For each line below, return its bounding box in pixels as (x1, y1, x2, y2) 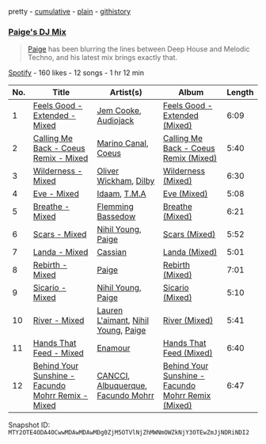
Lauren (97, 305, 123, 316)
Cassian (97, 247, 127, 258)
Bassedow (97, 211, 136, 222)
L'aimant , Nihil (97, 315, 149, 326)
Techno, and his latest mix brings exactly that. (27, 53, 178, 63)
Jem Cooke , (97, 105, 142, 116)
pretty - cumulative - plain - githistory (8, 7, 131, 16)
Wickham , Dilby (97, 176, 155, 187)
